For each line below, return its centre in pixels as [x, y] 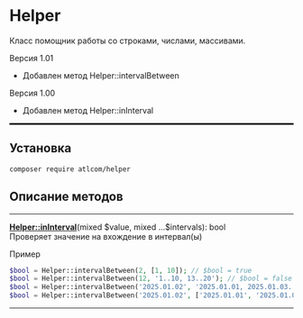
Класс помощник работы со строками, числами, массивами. [128, 41]
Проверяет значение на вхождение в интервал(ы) [106, 236]
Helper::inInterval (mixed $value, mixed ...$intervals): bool [118, 227]
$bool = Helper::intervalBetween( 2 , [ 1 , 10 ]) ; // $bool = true [131, 270]
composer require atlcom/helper [70, 169]
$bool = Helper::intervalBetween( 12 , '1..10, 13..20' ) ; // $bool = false [151, 279]
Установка [41, 148]
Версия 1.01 [32, 58]
